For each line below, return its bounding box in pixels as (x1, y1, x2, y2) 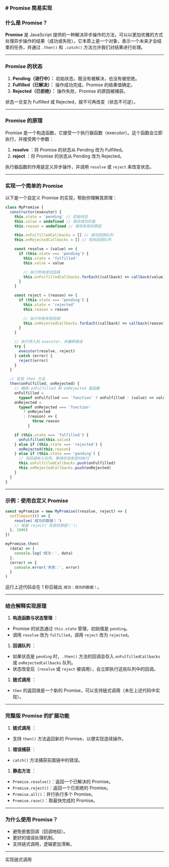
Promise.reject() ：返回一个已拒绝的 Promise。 (12, 785, 111, 791)
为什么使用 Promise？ (5, 816, 58, 823)
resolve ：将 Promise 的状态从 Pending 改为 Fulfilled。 (12, 146, 126, 152)
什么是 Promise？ (5, 19, 48, 26)
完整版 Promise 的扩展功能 (5, 713, 69, 720)
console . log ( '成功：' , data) (14, 551, 73, 556)
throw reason (32, 419, 59, 424)
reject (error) (18, 358, 49, 363)
